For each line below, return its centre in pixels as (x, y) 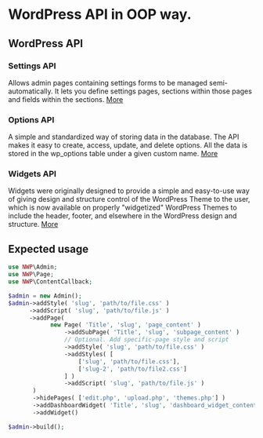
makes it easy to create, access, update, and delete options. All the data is (128, 145)
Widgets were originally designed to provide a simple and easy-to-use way (129, 191)
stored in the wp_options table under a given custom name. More (113, 154)
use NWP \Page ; (31, 275)
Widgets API (32, 174)
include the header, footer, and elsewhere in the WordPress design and (122, 216)
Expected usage (49, 249)
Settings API (32, 66)
